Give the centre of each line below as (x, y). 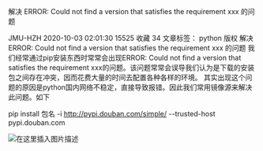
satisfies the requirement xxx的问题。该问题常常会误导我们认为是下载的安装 (131, 68)
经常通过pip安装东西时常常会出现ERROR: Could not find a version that (128, 58)
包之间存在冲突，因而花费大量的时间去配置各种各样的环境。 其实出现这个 (127, 77)
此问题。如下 (29, 97)
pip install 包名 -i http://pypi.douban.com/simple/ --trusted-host (112, 114)
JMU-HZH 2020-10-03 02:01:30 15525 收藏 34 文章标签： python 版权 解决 (131, 38)
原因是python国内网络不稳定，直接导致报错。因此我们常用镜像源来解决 (137, 87)
